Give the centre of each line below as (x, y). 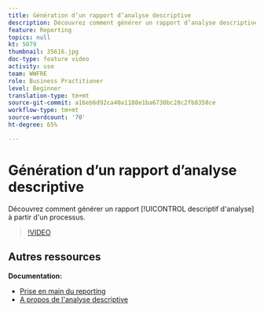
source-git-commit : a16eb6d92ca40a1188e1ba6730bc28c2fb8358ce (112, 103)
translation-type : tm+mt (49, 96)
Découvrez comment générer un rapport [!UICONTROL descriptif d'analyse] (131, 209)
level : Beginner (35, 88)
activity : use (31, 67)
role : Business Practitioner (56, 81)
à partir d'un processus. (47, 217)
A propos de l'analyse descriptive (73, 299)
